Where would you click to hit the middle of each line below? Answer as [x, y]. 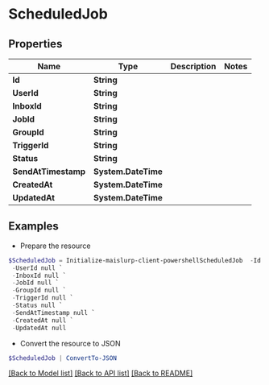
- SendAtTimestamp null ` [53, 313]
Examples [33, 226]
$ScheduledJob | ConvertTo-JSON [62, 358]
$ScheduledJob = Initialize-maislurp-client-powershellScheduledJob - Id [135, 260]
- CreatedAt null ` [43, 320]
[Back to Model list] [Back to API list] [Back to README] [101, 373]
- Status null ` [37, 306]
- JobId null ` [35, 283]
